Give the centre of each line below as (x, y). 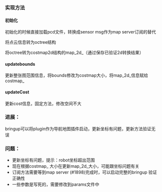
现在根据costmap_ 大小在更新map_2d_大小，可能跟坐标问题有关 (75, 166)
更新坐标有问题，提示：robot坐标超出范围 (53, 160)
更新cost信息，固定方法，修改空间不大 (43, 104)
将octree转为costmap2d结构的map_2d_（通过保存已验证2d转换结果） (74, 52)
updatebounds (20, 64)
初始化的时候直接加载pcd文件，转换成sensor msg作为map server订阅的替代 (81, 32)
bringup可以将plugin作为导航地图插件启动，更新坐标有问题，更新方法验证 (78, 129)
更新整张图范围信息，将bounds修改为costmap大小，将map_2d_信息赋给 (77, 75)
